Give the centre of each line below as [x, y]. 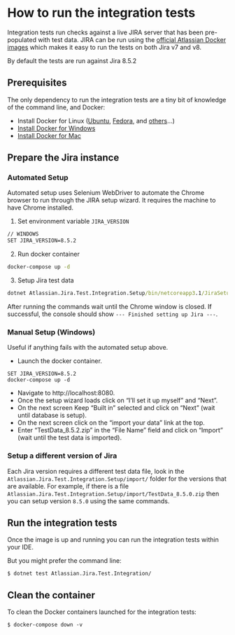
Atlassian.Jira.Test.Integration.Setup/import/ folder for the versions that [117, 479]
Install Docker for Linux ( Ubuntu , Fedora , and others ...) [96, 121]
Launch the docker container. [60, 361]
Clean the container [51, 595]
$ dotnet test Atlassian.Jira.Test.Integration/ [79, 574]
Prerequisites [37, 83]
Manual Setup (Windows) [51, 332]
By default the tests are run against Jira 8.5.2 [72, 60]
